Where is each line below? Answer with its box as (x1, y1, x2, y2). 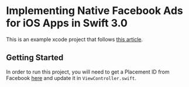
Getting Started (6, 53, 64, 62)
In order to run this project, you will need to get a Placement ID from (6, 68, 170, 75)
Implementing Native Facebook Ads (6, 4, 183, 18)
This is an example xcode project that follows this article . (6, 36, 143, 43)
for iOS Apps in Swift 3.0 (6, 16, 128, 30)
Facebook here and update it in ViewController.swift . (6, 74, 136, 81)
